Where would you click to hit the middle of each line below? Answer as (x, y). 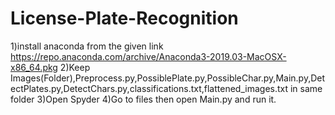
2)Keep (75, 67)
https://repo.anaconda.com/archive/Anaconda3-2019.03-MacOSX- (148, 56)
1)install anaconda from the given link (87, 46)
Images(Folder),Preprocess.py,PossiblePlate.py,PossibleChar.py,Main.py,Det (168, 78)
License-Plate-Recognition (124, 18)
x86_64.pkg (34, 67)
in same (306, 88)
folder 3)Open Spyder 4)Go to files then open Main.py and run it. (143, 99)
